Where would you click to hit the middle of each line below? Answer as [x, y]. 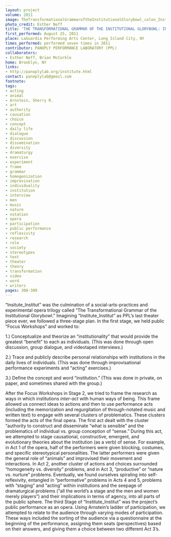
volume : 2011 [19, 15]
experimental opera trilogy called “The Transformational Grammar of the [81, 310]
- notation [17, 214]
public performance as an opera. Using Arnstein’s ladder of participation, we [85, 507]
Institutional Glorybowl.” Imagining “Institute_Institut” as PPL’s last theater [82, 316]
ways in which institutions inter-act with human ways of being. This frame [83, 399]
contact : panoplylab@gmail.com [38, 77]
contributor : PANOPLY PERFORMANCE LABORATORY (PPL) [61, 48]
